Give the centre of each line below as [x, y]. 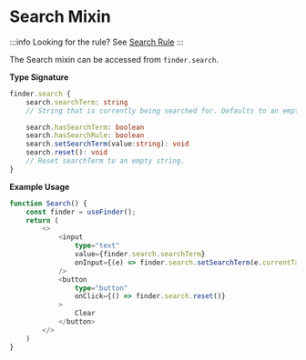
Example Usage [40, 186]
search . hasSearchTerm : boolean [85, 127]
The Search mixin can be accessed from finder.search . [114, 59]
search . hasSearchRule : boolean [85, 135]
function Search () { [49, 203]
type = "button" [101, 288]
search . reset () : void [66, 153]
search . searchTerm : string [77, 102]
